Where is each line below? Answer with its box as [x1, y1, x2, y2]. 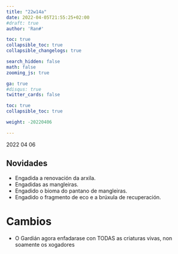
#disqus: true [6, 86, 42, 92]
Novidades [6, 158, 48, 169]
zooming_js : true [6, 70, 50, 76]
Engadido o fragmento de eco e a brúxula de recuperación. [14, 193, 161, 200]
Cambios [6, 214, 52, 228]
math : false [6, 64, 36, 70]
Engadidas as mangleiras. [14, 181, 79, 188]
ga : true [6, 81, 28, 87]
